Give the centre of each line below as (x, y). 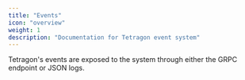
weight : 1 (25, 30)
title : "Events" (35, 15)
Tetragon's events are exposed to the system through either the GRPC (123, 60)
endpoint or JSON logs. (46, 68)
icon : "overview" (37, 23)
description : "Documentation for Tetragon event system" (104, 37)
